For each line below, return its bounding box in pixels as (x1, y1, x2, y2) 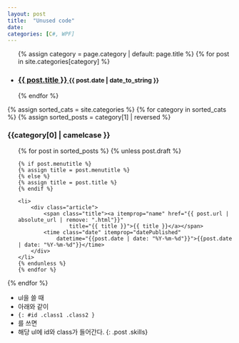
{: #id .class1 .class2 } (17, 311, 95, 319)
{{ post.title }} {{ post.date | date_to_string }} (17, 75, 159, 85)
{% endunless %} (17, 260, 66, 267)
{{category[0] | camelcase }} (7, 130, 111, 140)
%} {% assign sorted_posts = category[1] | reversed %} (7, 112, 171, 121)
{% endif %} (17, 185, 54, 192)
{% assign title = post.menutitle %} (17, 167, 131, 174)
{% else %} (17, 172, 51, 180)
